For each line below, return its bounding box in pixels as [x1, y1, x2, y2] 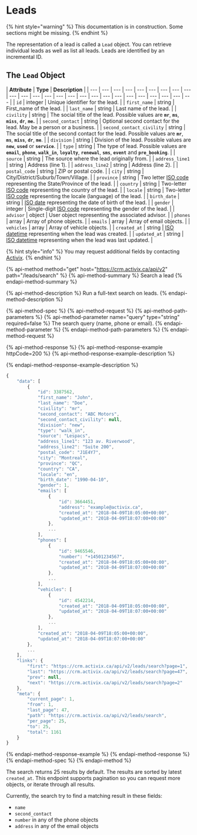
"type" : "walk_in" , [37, 428, 85, 433]
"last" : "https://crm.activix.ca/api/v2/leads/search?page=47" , [27, 669, 188, 675]
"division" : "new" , [37, 422, 85, 428]
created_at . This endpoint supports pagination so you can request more [6, 775, 181, 782]
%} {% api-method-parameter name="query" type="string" [35, 313, 180, 320]
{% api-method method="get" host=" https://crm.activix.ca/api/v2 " [6, 265, 168, 272]
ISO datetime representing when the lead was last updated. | [6, 236, 153, 244]
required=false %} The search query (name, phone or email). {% [6, 320, 163, 327]
